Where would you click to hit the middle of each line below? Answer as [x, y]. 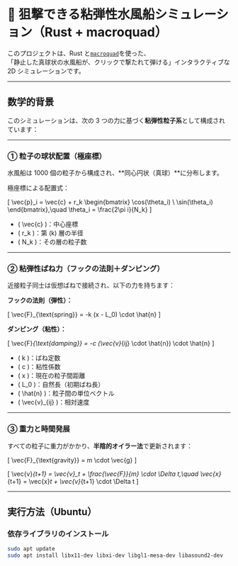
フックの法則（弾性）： [40, 300]
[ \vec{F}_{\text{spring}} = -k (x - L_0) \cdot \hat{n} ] [84, 315]
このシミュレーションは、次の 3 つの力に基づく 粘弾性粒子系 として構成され [116, 120]
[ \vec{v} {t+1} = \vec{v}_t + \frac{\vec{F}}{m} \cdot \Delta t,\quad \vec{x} [114, 474]
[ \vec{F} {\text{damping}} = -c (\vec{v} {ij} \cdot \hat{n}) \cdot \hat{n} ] [111, 344]
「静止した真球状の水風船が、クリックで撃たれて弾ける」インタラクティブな [119, 62]
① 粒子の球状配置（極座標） [57, 156]
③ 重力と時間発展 [39, 429]
